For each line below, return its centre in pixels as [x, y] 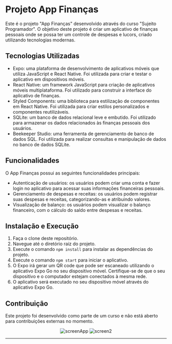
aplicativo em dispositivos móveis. [49, 79]
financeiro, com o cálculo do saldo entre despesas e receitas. [78, 210]
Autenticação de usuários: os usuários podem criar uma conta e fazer [86, 183]
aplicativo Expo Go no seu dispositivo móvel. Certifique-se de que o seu [89, 271]
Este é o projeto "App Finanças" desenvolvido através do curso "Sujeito [81, 24]
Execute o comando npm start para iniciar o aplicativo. [70, 260]
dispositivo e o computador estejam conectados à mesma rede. [80, 276]
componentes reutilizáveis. [41, 112]
